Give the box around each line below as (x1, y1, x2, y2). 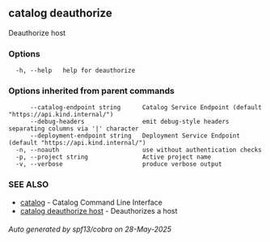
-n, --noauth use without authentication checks (15, 146, 263, 155)
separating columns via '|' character (8, 125, 139, 133)
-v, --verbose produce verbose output (15, 160, 222, 168)
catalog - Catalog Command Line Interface (19, 197, 163, 207)
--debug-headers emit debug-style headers (29, 117, 230, 126)
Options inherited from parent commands (8, 85, 175, 96)
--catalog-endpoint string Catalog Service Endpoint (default (29, 104, 263, 112)
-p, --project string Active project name (15, 153, 212, 161)
